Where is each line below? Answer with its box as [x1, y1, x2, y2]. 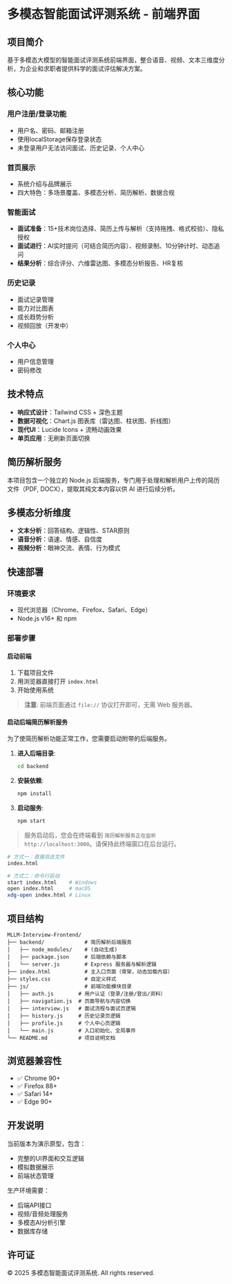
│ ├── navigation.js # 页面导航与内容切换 [7, 998, 131, 1005]
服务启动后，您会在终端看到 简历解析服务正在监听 [23, 831, 157, 839]
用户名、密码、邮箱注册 [17, 126, 84, 135]
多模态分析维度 [7, 507, 71, 519]
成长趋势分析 [17, 313, 54, 321]
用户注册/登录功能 [7, 109, 67, 119]
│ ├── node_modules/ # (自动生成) [7, 946, 118, 953]
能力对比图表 [17, 304, 54, 312]
